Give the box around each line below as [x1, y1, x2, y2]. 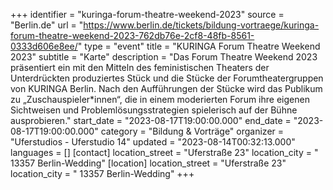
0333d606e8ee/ [10, 40, 78, 52]
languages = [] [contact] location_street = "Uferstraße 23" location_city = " [10, 147, 319, 158]
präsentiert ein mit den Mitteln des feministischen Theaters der [10, 62, 270, 73]
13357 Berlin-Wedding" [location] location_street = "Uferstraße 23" [10, 157, 287, 169]
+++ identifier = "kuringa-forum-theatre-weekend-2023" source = [10, 9, 285, 20]
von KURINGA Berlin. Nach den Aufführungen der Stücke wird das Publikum [10, 83, 323, 94]
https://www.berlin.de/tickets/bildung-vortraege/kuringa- [83, 19, 320, 31]
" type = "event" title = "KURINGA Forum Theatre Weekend [77, 40, 321, 52]
